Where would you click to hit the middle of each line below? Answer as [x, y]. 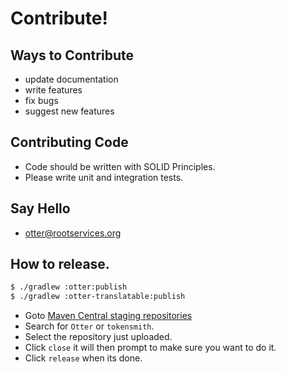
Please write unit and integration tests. [104, 177]
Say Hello [40, 208]
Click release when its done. [83, 358]
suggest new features [69, 111]
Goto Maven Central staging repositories [108, 316]
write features [53, 90]
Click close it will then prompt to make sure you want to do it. [150, 348]
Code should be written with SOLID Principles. [120, 166]
